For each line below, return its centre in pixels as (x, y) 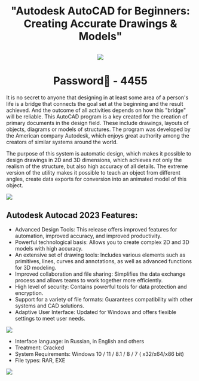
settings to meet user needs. (50, 319)
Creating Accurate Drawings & (100, 24)
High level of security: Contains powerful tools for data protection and (101, 287)
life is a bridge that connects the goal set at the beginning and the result (95, 103)
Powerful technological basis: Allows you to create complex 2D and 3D (102, 242)
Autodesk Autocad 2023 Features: (72, 215)
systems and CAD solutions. (50, 306)
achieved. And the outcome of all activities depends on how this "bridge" (96, 110)
